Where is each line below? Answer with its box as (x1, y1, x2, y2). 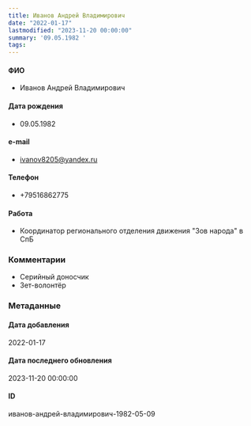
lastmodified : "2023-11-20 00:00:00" (8, 26, 133, 34)
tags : (8, 41, 26, 49)
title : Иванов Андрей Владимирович (8, 11, 126, 20)
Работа (8, 208, 33, 218)
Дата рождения (8, 101, 63, 111)
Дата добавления (8, 320, 69, 329)
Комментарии (8, 254, 66, 265)
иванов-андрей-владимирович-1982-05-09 (8, 409, 155, 418)
